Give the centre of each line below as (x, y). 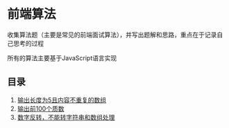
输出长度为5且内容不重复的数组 (62, 100)
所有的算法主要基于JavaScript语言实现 (62, 58)
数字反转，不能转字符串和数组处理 (66, 117)
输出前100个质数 (41, 109)
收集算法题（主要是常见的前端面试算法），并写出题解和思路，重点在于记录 (112, 35)
